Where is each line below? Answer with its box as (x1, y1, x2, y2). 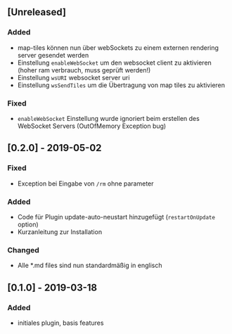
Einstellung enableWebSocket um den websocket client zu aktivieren (17, 58, 212, 67)
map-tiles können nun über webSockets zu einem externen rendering (17, 43, 219, 52)
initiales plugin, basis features (17, 319, 104, 327)
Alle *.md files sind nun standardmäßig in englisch (17, 261, 162, 270)
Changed (7, 245, 40, 255)
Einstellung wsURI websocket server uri (17, 73, 130, 82)
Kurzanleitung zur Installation (17, 227, 103, 236)
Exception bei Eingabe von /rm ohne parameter (17, 179, 154, 188)
